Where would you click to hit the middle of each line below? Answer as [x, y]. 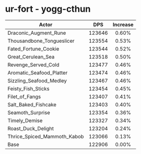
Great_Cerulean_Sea [31, 56]
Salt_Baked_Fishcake [32, 104]
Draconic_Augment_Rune [37, 33]
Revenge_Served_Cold [34, 65]
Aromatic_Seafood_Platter [38, 73]
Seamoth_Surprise [29, 112]
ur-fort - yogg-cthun [48, 9]
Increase [123, 25]
